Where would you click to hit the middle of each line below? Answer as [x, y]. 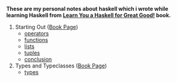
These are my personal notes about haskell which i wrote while [87, 9]
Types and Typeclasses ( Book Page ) [61, 66]
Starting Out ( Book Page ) [47, 27]
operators [36, 33]
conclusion [38, 59]
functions [36, 40]
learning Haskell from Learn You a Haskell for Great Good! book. [89, 15]
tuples [32, 53]
